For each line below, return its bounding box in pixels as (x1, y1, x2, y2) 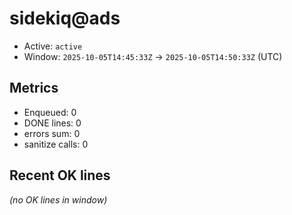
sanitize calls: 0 (23, 138, 89, 150)
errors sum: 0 (23, 127, 81, 139)
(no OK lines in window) (9, 193, 108, 206)
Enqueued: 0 (23, 106, 77, 118)
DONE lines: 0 (23, 117, 82, 129)
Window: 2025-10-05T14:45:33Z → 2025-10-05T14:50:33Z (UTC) (23, 50, 283, 62)
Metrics (9, 80, 59, 97)
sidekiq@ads (9, 7, 121, 30)
